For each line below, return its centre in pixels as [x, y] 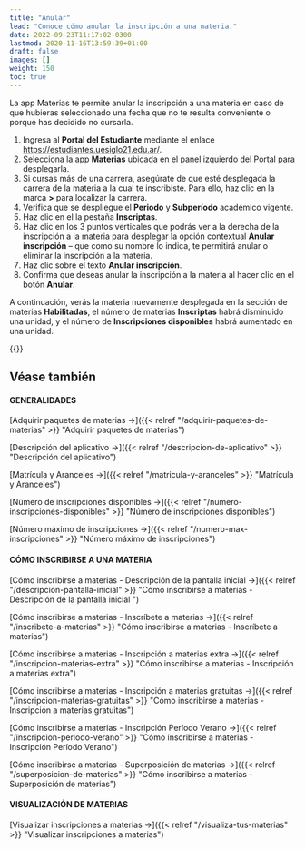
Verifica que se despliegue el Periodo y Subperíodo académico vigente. [158, 207]
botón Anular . [49, 284]
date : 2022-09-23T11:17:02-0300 [70, 35]
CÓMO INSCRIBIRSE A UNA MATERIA [81, 559]
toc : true [28, 77]
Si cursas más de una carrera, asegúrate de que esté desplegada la [149, 178]
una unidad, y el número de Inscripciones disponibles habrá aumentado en [151, 321]
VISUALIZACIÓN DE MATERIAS [69, 805]
